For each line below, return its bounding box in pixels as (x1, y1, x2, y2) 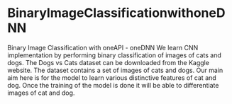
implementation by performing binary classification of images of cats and (7, 51, 222, 59)
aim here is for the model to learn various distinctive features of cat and (7, 73, 216, 82)
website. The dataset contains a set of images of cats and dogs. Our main (7, 66, 223, 74)
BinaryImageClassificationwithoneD (7, 5, 226, 21)
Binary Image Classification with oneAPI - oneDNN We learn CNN (7, 43, 199, 52)
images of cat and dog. (7, 88, 75, 97)
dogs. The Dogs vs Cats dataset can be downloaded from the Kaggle (7, 58, 209, 67)
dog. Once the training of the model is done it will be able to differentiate (7, 81, 219, 89)
